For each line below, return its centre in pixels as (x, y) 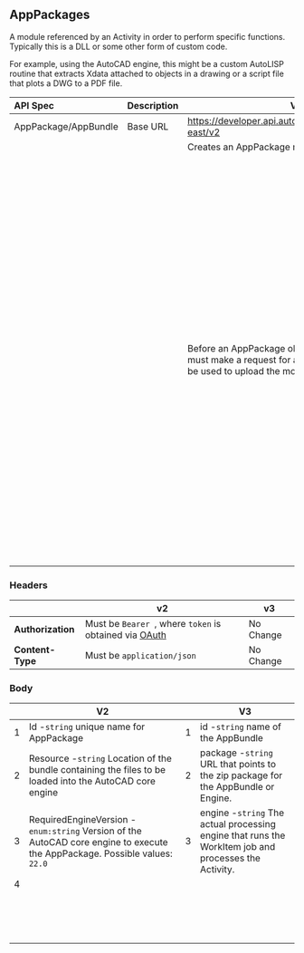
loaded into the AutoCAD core (92, 781)
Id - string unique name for (87, 727)
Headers (28, 585)
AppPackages (50, 15)
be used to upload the (233, 371)
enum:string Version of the (85, 831)
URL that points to (238, 765)
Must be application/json (140, 656)
